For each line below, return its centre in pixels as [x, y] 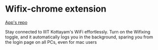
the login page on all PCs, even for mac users [51, 42]
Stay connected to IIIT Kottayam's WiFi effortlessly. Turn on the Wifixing [78, 32]
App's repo [16, 22]
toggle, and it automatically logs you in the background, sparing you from [79, 37]
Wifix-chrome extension [56, 9]
